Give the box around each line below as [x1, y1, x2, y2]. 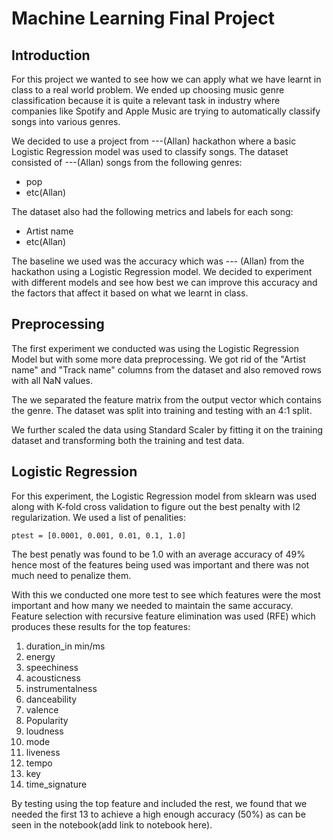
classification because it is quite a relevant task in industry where [11, 95, 281, 106]
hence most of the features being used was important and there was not [11, 558, 310, 571]
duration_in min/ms [25, 640, 106, 652]
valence [25, 703, 59, 716]
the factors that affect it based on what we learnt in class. [11, 287, 249, 299]
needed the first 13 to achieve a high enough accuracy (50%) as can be [11, 808, 306, 820]
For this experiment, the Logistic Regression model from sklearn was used [11, 490, 318, 502]
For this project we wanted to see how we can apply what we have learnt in [11, 73, 322, 85]
